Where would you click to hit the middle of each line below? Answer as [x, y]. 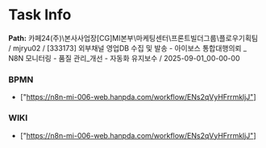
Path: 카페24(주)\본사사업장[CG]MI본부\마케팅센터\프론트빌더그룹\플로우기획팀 [133, 38]
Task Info [40, 15]
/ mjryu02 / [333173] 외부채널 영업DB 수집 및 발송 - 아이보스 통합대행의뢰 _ [128, 48]
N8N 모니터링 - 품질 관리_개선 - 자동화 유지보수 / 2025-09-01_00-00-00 [124, 58]
